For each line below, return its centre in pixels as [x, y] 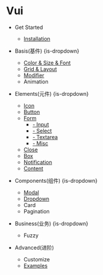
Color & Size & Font [47, 63]
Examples [36, 266]
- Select [42, 131]
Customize [37, 259]
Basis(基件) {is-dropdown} [47, 51]
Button [32, 112]
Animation [36, 82]
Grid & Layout [40, 69]
